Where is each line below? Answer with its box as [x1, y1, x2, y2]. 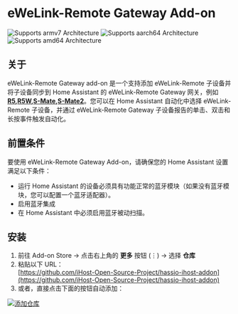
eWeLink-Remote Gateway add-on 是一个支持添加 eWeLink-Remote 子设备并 [7, 78, 232, 87]
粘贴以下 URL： [17, 260, 64, 268]
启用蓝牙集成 [17, 199, 55, 208]
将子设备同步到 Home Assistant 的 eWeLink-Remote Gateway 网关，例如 [7, 88, 219, 96]
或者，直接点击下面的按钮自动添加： [17, 284, 124, 293]
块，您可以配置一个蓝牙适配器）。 [17, 190, 115, 199]
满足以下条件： [7, 166, 51, 175]
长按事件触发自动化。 [7, 114, 70, 122]
